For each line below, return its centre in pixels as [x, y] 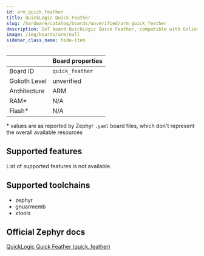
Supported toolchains [48, 186]
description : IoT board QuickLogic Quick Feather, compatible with [93, 29]
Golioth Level [28, 81]
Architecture [27, 91]
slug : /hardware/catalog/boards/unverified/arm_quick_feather [87, 23]
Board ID [22, 71]
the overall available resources [45, 132]
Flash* [19, 111]
